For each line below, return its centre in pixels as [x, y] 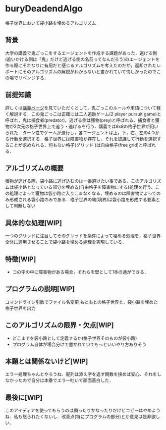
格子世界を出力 [20, 308]
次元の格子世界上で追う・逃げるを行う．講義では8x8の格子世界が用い [87, 126]
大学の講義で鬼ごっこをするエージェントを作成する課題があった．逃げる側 [81, 53]
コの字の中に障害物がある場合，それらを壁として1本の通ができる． [80, 272]
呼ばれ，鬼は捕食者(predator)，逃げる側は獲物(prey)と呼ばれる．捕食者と [80, 120]
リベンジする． [33, 78]
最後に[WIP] [24, 398]
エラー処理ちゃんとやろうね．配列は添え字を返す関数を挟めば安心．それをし [83, 374]
